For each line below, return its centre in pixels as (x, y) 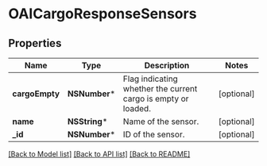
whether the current (160, 89)
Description (167, 66)
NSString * (87, 122)
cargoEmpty (36, 94)
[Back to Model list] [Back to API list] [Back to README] (99, 154)
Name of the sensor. (161, 122)
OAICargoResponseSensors (103, 14)
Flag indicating (151, 79)
